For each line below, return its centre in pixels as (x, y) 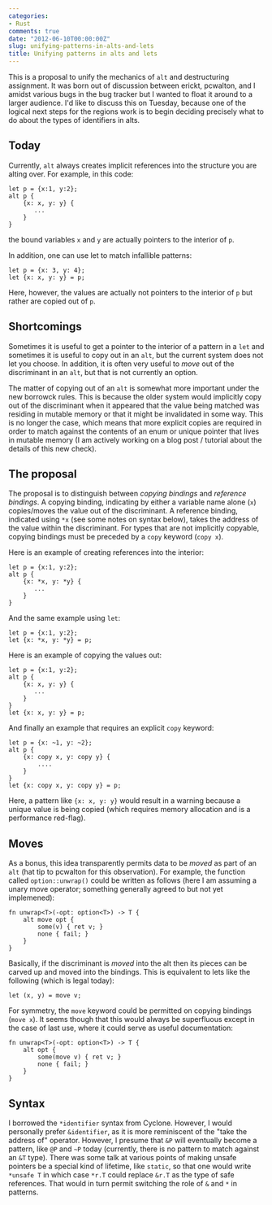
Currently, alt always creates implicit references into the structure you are (133, 165)
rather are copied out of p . (52, 301)
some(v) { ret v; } (71, 927)
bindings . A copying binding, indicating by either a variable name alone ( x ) (133, 502)
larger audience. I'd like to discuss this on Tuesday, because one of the (127, 103)
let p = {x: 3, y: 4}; (47, 270)
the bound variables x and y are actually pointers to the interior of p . (121, 239)
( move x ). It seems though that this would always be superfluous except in (132, 1019)
